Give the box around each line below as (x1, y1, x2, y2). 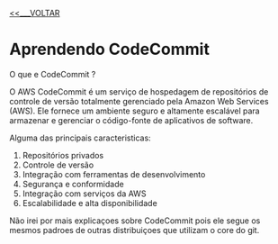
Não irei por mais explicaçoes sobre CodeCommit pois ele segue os (9, 215, 261, 226)
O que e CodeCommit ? (9, 68, 96, 79)
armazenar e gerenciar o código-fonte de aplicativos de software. (9, 114, 254, 125)
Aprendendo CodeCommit (9, 40, 210, 59)
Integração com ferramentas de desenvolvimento (22, 168, 206, 179)
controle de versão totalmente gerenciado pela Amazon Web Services (9, 95, 269, 106)
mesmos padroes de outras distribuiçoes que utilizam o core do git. (9, 224, 260, 235)
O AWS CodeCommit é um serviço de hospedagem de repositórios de (9, 86, 269, 97)
